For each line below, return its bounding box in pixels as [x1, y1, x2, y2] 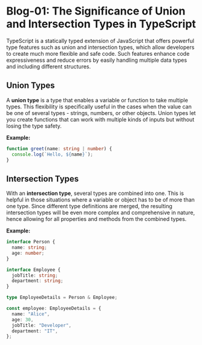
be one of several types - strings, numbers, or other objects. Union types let [6, 109, 196, 116]
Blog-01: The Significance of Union [6, 4, 186, 18]
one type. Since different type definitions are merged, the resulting [6, 203, 172, 210]
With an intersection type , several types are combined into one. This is [6, 189, 184, 197]
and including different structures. [6, 62, 91, 70]
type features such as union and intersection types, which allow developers [6, 44, 195, 51]
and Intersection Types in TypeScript [6, 17, 197, 31]
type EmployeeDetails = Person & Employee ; [6, 295, 118, 301]
